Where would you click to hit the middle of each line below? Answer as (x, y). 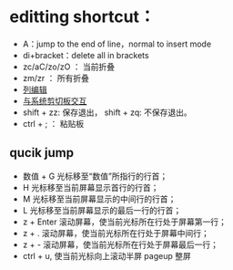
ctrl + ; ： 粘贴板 (53, 123)
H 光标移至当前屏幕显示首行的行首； (91, 187)
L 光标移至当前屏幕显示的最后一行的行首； (102, 210)
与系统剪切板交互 (55, 100)
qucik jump (42, 153)
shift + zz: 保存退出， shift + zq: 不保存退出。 (107, 112)
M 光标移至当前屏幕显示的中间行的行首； (99, 199)
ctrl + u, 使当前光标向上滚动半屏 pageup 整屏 (106, 255)
